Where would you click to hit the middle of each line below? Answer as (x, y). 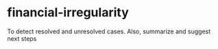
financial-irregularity (68, 13)
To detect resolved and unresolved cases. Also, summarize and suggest (109, 31)
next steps (22, 38)
